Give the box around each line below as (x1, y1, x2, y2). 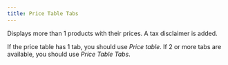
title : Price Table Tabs (7, 10, 79, 17)
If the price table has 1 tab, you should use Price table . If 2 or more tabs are (7, 42, 222, 50)
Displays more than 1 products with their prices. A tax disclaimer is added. (7, 29, 218, 37)
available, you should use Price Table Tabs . (7, 50, 131, 58)
